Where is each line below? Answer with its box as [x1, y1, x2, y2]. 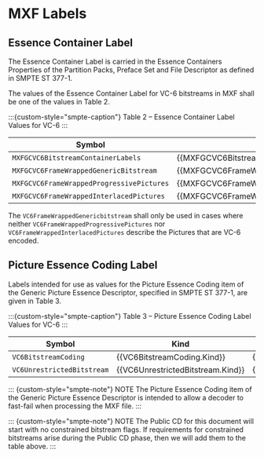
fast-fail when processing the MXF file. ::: [8, 401, 142, 411]
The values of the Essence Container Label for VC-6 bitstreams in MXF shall [8, 89, 255, 98]
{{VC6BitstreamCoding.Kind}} [116, 351, 225, 362]
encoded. [8, 236, 39, 245]
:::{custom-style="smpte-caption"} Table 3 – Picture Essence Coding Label [8, 311, 251, 320]
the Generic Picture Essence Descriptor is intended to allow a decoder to [8, 393, 244, 402]
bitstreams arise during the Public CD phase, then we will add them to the [8, 433, 246, 442]
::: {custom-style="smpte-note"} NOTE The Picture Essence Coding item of [8, 384, 253, 393]
